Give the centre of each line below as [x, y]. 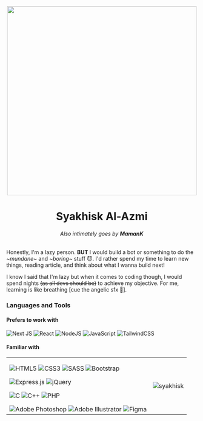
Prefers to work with [32, 319]
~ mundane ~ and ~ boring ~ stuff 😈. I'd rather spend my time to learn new [98, 259]
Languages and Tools [38, 305]
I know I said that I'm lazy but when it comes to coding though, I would [94, 277]
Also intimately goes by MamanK [102, 233]
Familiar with [23, 347]
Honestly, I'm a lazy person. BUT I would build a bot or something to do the [100, 252]
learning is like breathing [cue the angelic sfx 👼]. [67, 290]
